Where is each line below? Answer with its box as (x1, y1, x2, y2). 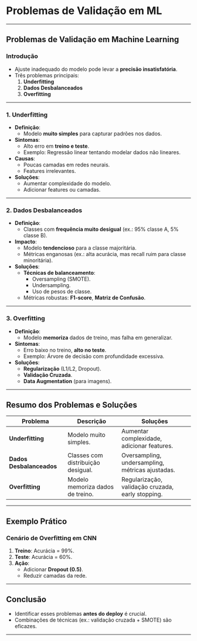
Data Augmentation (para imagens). (23, 377, 112, 384)
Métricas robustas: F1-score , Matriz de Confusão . (23, 294, 146, 301)
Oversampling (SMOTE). (32, 275, 91, 282)
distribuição (67, 459, 101, 467)
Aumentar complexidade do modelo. (23, 180, 111, 187)
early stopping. (121, 490, 163, 499)
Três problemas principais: (14, 71, 79, 79)
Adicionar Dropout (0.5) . (23, 566, 83, 573)
